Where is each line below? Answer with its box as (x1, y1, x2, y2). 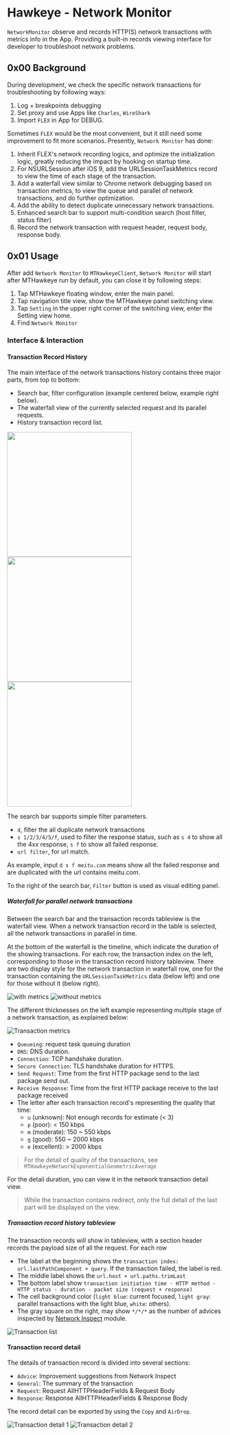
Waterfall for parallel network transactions (7, 897, 133, 905)
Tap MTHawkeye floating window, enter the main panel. (16, 289, 175, 298)
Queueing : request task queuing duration (16, 1040, 130, 1048)
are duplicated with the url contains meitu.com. (7, 868, 141, 876)
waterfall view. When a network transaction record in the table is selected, (7, 922, 217, 930)
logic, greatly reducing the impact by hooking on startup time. (16, 157, 192, 165)
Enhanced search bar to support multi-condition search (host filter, (16, 208, 207, 216)
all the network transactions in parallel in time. (7, 929, 137, 938)
